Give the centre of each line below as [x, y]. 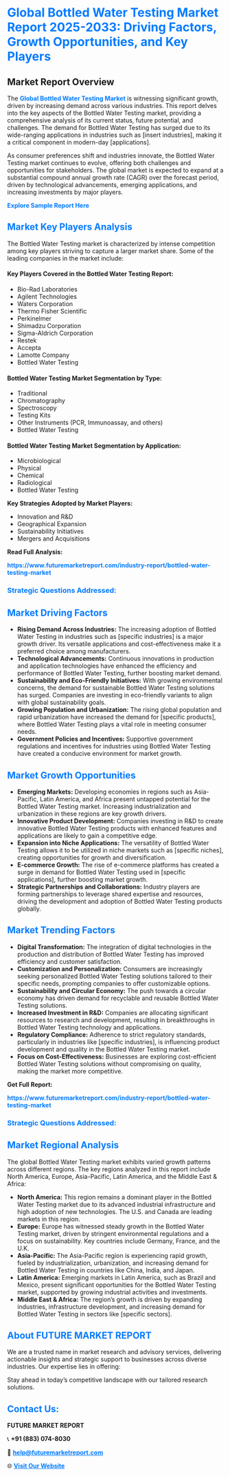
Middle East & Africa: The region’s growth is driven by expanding [110, 1299]
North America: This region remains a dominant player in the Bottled [114, 1197]
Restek [27, 340]
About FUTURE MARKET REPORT [80, 1335]
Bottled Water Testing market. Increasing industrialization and [104, 806]
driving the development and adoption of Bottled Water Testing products [119, 901]
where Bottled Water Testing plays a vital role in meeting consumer [112, 724]
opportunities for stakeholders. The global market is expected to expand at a [115, 170]
